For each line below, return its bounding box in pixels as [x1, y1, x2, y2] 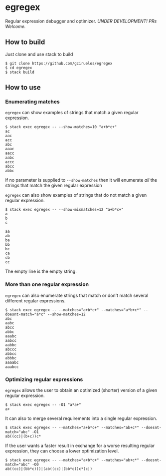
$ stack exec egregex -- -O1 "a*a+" [5, 402, 81, 407]
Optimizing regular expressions [5, 376, 83, 383]
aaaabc [5, 360, 19, 365]
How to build [5, 38, 45, 47]
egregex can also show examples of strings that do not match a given [5, 192, 147, 198]
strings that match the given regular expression [5, 182, 102, 189]
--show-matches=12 [47, 312, 86, 317]
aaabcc [5, 364, 19, 369]
